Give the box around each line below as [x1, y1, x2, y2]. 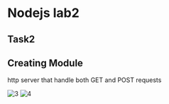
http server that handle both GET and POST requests [7, 76, 162, 84]
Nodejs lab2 [7, 5, 80, 21]
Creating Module [7, 57, 84, 69]
